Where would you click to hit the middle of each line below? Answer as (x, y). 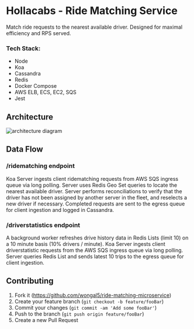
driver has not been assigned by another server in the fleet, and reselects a (97, 197)
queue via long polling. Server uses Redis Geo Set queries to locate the (92, 185)
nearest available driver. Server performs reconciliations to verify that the (94, 191)
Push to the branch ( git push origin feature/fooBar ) (79, 314)
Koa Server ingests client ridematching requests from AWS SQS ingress (92, 179)
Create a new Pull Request (46, 320)
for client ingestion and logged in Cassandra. (60, 210)
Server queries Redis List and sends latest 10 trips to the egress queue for (95, 256)
